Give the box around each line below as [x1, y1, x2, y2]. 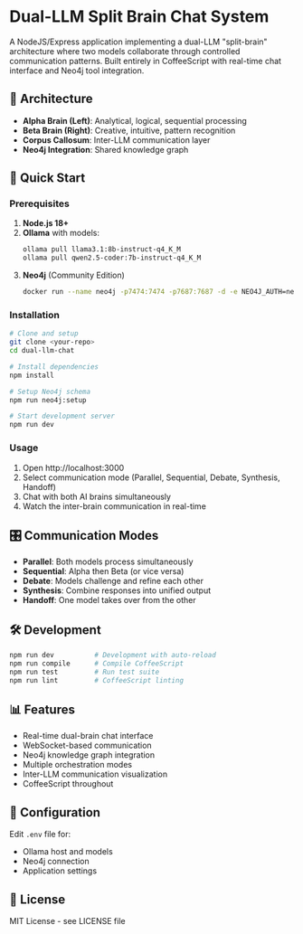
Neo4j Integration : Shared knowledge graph [22, 144, 189, 155]
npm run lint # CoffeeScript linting [9, 675, 184, 684]
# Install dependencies [9, 362, 99, 372]
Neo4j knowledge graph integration [22, 750, 156, 760]
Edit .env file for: [9, 829, 71, 840]
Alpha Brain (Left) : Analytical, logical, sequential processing [22, 115, 247, 126]
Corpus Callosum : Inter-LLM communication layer [22, 134, 211, 146]
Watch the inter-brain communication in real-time [22, 500, 206, 512]
